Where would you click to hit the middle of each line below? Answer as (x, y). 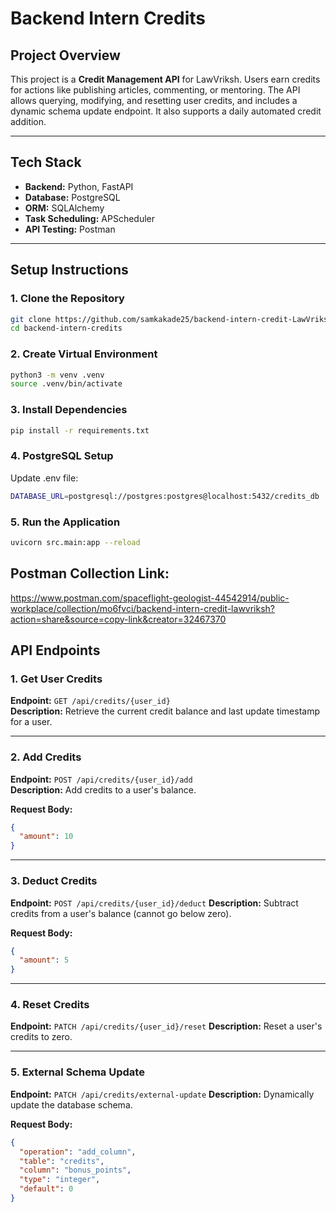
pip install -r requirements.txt (80, 430)
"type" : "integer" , (60, 1180)
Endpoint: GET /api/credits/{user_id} (90, 701)
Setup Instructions (69, 270)
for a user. (31, 722)
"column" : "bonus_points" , (75, 1170)
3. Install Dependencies (69, 410)
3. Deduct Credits (54, 881)
